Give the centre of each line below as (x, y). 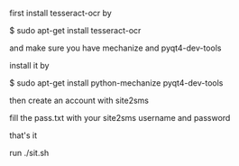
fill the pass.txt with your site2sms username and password (120, 118)
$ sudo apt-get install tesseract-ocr (75, 30)
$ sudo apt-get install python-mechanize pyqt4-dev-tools (116, 83)
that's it (23, 135)
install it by (29, 65)
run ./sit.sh (29, 153)
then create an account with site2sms (79, 100)
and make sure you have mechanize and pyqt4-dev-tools (115, 48)
